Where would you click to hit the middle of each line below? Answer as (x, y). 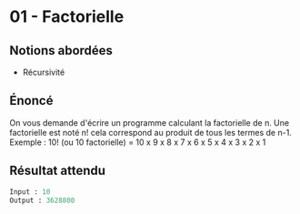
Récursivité (44, 72)
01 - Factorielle (67, 17)
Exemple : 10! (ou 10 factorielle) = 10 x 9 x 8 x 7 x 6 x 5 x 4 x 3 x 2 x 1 (138, 142)
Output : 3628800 (42, 200)
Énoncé (31, 101)
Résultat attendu (58, 171)
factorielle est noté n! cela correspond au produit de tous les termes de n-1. (151, 132)
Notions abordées (61, 51)
